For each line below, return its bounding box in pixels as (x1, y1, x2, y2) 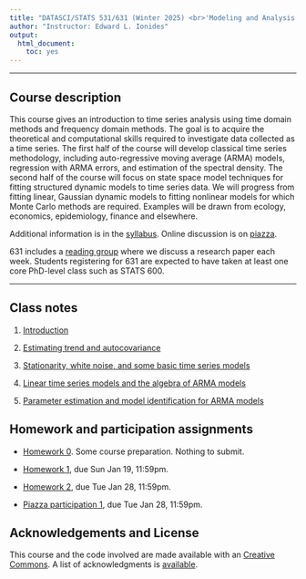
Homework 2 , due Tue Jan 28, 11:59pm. (22, 481, 171, 492)
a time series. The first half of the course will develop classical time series (9, 142, 287, 153)
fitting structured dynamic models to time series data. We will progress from (9, 181, 295, 192)
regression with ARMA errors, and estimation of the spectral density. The (9, 161, 283, 173)
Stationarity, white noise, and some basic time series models (22, 359, 250, 370)
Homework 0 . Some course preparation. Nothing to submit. (22, 446, 245, 457)
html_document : (17, 38, 76, 48)
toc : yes (25, 47, 59, 57)
